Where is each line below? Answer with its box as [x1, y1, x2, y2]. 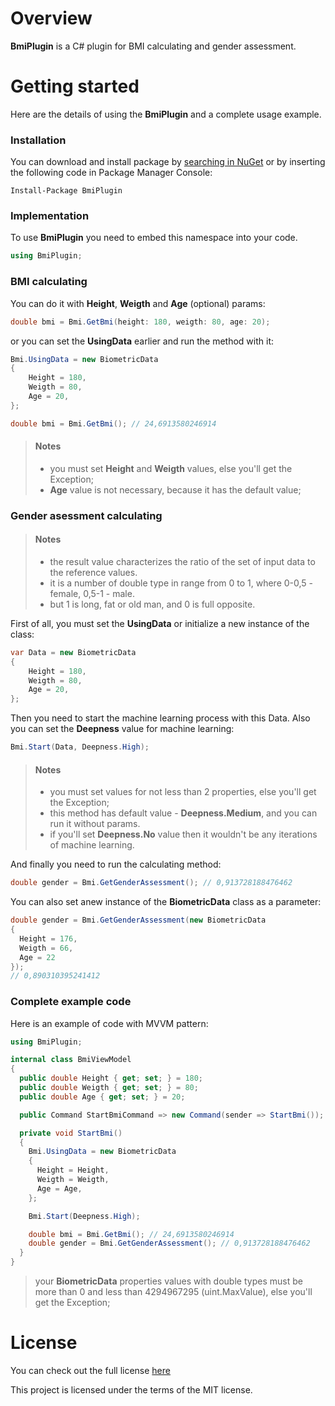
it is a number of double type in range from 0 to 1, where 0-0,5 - [49, 577, 314, 589]
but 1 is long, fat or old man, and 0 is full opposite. [49, 598, 256, 610]
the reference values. [49, 566, 138, 578]
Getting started [10, 75, 140, 98]
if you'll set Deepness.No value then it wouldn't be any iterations [49, 828, 318, 841]
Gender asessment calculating [10, 508, 163, 522]
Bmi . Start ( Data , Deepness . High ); [10, 742, 150, 752]
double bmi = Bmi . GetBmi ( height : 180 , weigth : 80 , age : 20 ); [10, 317, 271, 327]
